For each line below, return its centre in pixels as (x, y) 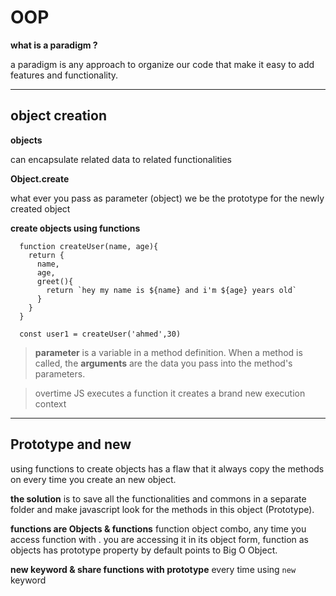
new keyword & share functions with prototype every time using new (153, 569)
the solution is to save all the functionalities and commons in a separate (158, 498)
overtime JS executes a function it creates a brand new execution (170, 393)
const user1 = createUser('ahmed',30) (100, 334)
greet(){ (55, 281)
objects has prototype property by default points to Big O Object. (144, 550)
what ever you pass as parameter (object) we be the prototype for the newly (167, 198)
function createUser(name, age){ (89, 246)
